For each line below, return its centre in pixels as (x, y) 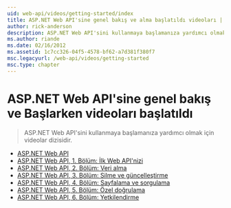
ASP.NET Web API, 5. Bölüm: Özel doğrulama (81, 189)
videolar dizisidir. (48, 140)
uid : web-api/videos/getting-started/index (70, 13)
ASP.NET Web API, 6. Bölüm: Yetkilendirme (78, 197)
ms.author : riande (33, 39)
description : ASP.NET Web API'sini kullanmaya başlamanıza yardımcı (107, 33)
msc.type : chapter (33, 65)
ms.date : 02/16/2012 (37, 45)
